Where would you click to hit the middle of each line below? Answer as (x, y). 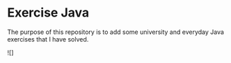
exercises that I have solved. (48, 39)
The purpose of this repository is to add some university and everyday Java (116, 32)
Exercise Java (48, 13)
